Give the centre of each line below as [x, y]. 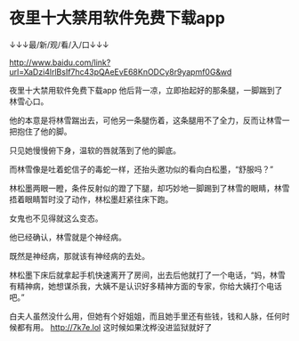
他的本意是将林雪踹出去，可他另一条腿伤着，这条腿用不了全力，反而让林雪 [145, 120]
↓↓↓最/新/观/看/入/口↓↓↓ [59, 45]
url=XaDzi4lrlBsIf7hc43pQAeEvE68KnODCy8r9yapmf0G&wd [121, 71]
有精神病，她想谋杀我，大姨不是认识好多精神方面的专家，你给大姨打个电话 [145, 286]
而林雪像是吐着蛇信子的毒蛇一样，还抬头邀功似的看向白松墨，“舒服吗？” [141, 169]
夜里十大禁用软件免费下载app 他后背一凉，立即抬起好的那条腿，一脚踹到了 [146, 90]
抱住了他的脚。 [44, 131]
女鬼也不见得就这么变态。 [56, 218]
